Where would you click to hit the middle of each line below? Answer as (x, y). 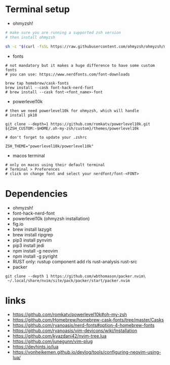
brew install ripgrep (33, 234)
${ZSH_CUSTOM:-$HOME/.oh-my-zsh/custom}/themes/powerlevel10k (72, 128)
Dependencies (36, 194)
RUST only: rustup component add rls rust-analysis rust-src (75, 261)
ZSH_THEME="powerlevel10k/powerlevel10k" (50, 146)
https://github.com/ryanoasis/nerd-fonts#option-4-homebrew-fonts (83, 326)
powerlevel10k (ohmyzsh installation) (51, 218)
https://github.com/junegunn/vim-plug (53, 341)
